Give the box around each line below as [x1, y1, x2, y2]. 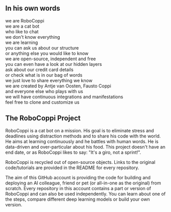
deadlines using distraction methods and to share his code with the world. [5, 133, 161, 139]
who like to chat [5, 28, 39, 35]
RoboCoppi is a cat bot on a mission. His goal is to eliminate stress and [5, 127, 154, 133]
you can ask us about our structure [5, 44, 79, 51]
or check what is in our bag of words [5, 72, 83, 78]
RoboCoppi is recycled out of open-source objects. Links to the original [5, 159, 156, 165]
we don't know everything [5, 34, 60, 40]
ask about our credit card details [5, 66, 74, 73]
